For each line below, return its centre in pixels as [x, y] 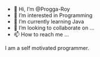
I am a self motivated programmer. [47, 48]
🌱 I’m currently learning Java [49, 21]
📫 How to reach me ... [41, 34]
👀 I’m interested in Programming [53, 15]
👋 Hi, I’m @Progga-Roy [42, 9]
